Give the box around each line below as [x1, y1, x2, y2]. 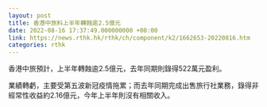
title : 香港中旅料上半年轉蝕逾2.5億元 [8, 19, 122, 27]
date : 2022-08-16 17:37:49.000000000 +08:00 [8, 26, 158, 34]
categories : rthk [8, 41, 66, 49]
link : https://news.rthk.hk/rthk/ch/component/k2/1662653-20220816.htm [8, 33, 250, 42]
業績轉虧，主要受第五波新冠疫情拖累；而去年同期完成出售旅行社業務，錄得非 [8, 81, 259, 90]
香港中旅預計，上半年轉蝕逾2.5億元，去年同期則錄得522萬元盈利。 [8, 64, 226, 74]
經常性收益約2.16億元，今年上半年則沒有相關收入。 [8, 90, 175, 100]
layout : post [8, 11, 52, 20]
